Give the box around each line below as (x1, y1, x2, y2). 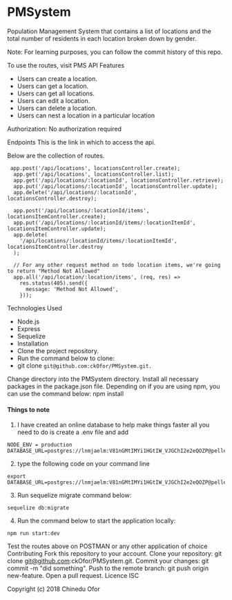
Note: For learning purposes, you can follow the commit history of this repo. (7, 48, 223, 56)
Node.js (17, 317, 40, 326)
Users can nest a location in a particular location (17, 111, 155, 120)
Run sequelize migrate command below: (17, 491, 132, 500)
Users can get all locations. (17, 89, 95, 97)
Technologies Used (7, 303, 62, 312)
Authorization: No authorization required (7, 124, 122, 133)
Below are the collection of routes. (7, 151, 105, 160)
